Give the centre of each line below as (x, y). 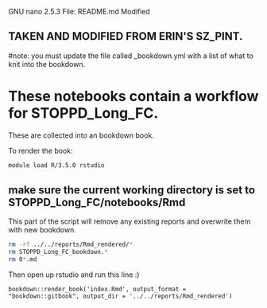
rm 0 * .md (23, 259)
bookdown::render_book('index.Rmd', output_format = (97, 290)
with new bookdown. (43, 230)
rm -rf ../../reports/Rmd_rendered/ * (71, 245)
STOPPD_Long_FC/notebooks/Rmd (97, 203)
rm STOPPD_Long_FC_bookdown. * (58, 252)
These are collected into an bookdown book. (81, 135)
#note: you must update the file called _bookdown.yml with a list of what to (131, 56)
